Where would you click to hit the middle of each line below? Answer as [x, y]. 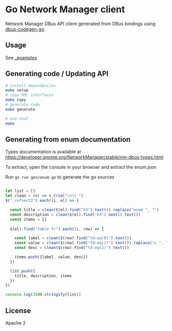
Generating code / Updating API [57, 74]
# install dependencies [31, 86]
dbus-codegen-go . [25, 29]
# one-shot [17, 119]
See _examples [21, 57]
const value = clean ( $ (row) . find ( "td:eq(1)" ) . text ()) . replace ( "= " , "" [92, 243]
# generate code [23, 105]
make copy [16, 100]
